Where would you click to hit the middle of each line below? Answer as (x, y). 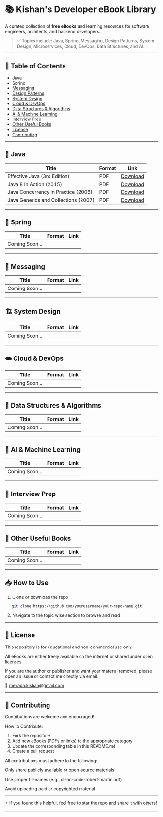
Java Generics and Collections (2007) (51, 200)
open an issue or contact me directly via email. (52, 676)
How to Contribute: (24, 726)
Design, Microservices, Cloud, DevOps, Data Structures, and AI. (81, 46)
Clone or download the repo (40, 597)
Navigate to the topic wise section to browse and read (66, 615)
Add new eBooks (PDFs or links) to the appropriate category (72, 741)
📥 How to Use (27, 583)
